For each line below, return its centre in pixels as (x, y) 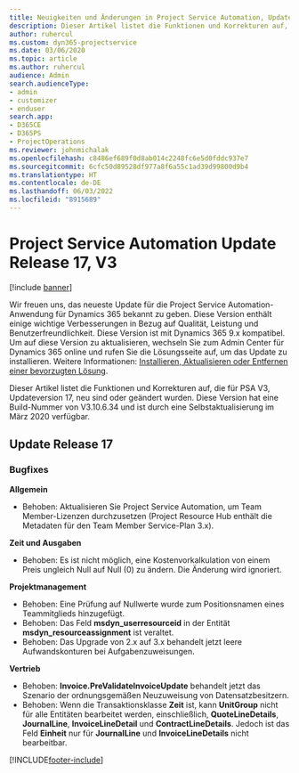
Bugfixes (29, 470)
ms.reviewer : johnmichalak (59, 150)
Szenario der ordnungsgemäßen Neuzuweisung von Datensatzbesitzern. (155, 695)
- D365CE (25, 126)
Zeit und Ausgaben (45, 542)
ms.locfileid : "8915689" (55, 200)
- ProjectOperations (48, 142)
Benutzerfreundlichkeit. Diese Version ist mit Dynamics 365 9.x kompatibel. (147, 333)
